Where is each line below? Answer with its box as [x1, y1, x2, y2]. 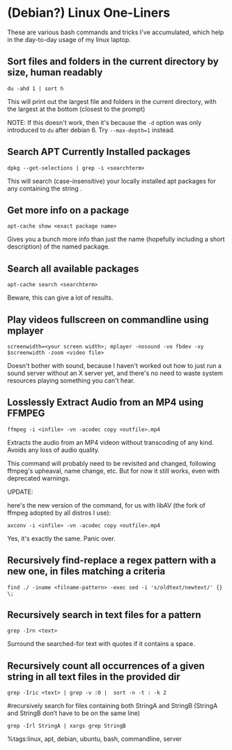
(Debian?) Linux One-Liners [7, 5, 171, 21]
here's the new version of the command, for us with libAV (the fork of [7, 501, 206, 509]
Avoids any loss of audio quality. [7, 446, 100, 454]
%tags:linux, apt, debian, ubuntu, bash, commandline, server [7, 735, 183, 743]
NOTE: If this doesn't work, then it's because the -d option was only [7, 118, 202, 126]
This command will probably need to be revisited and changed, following [7, 459, 216, 467]
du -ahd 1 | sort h [7, 85, 64, 92]
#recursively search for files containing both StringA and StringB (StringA [7, 702, 218, 710]
